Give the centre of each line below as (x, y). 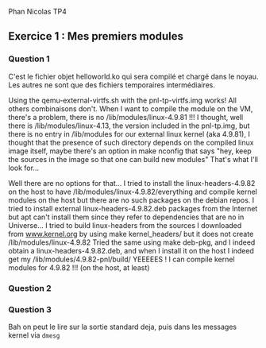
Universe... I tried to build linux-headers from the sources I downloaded (125, 225)
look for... (24, 168)
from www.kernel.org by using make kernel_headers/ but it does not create (131, 234)
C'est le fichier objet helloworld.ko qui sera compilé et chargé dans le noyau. (133, 76)
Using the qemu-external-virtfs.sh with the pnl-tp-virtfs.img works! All (122, 100)
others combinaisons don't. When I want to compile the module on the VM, (131, 108)
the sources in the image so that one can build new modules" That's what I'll (133, 159)
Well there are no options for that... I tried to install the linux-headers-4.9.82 (132, 183)
